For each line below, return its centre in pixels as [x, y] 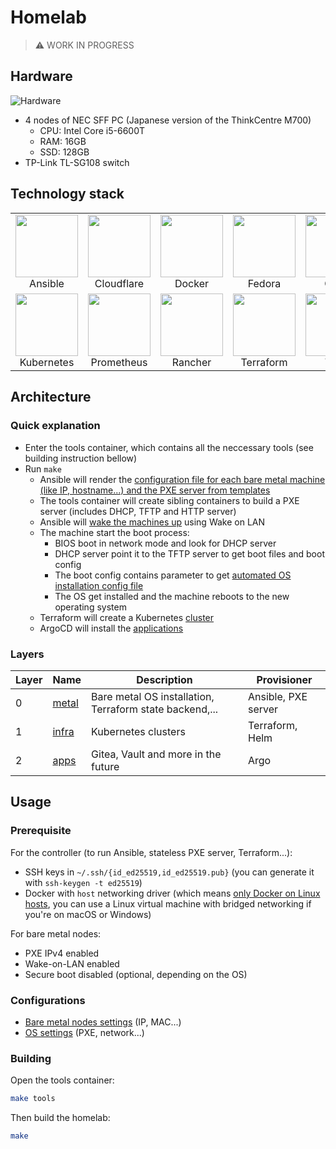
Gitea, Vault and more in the [156, 754]
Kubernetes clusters [138, 732]
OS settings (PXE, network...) [84, 1033]
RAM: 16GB [63, 141]
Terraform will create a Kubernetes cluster [127, 617]
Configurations [48, 1000]
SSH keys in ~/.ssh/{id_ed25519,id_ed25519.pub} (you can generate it [169, 872]
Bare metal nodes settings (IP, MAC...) [103, 1022]
